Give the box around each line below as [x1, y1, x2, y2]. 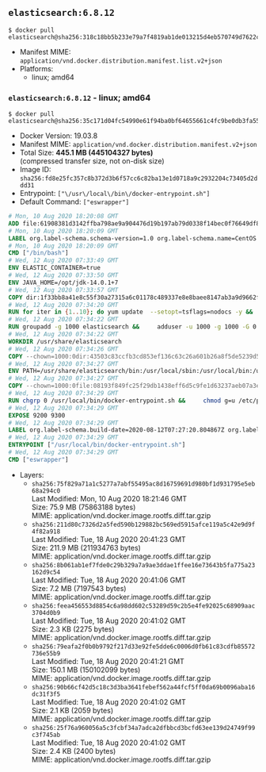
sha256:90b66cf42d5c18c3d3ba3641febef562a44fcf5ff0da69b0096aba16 [31, 683, 256, 691]
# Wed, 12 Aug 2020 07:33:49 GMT [8, 256, 119, 265]
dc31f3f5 [31, 690, 61, 698]
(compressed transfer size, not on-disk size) [19, 156, 165, 166]
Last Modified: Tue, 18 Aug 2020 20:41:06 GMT [31, 575, 186, 585]
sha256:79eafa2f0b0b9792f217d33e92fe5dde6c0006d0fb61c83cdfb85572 [31, 643, 256, 651]
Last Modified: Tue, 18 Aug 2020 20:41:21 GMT [31, 656, 184, 666]
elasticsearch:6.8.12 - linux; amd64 [8, 92, 151, 103]
